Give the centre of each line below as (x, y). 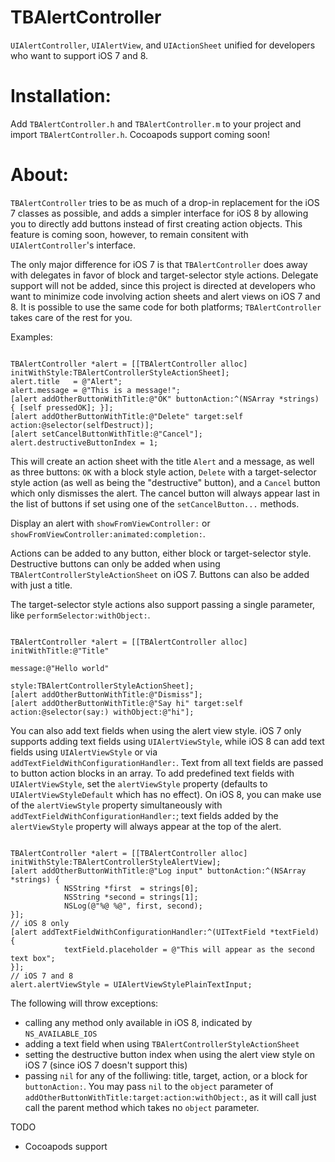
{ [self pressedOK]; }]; (62, 407)
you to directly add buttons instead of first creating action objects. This (156, 223)
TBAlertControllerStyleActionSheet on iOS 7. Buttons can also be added (160, 574)
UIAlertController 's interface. (73, 245)
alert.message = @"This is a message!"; (96, 390)
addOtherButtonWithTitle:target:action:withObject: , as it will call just (170, 1097)
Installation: (61, 96)
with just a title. (41, 585)
